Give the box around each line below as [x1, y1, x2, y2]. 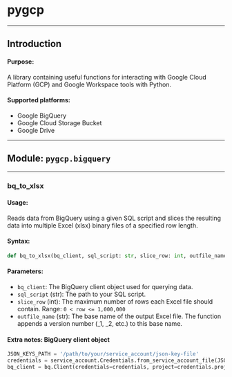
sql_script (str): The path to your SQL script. [17, 290, 146, 298]
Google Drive [17, 126, 55, 134]
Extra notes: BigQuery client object [7, 335, 110, 344]
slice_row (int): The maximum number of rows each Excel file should [17, 297, 213, 306]
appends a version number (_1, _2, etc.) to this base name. [17, 319, 183, 327]
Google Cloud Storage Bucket [17, 118, 102, 127]
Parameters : [7, 267, 43, 275]
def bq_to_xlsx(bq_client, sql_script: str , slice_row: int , [7, 252, 187, 259]
